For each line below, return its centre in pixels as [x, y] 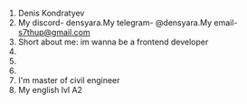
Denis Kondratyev [51, 13]
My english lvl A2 [50, 90]
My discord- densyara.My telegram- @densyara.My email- [128, 23]
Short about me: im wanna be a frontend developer [113, 42]
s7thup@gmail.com [54, 32]
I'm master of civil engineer [69, 80]
